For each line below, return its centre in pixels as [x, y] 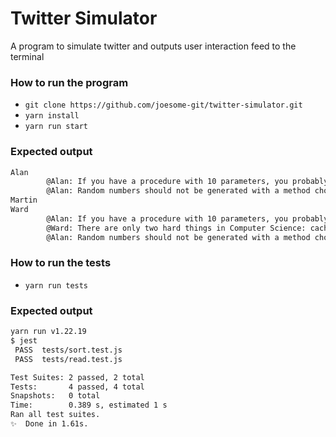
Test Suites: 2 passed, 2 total [77, 377]
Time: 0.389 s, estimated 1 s [89, 405]
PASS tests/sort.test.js [68, 350]
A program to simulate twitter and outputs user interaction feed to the [153, 46]
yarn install [52, 116]
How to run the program [69, 82]
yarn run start [56, 127]
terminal [27, 56]
